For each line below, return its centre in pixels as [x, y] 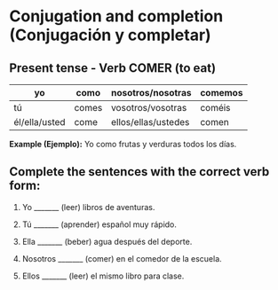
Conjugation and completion [116, 16]
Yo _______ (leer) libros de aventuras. [88, 207]
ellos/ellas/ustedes [150, 122]
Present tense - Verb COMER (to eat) [112, 68]
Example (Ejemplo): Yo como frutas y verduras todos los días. [123, 144]
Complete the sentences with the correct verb [139, 172]
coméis [215, 108]
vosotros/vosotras [149, 108]
